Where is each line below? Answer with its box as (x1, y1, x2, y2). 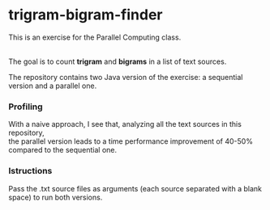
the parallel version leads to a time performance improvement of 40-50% (8, 136, 254, 146)
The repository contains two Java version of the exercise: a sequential (8, 72, 243, 82)
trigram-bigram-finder (8, 6, 163, 24)
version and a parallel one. (8, 81, 97, 90)
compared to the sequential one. (8, 145, 118, 155)
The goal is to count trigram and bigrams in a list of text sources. (8, 57, 227, 66)
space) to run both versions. (8, 192, 103, 202)
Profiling (8, 101, 43, 112)
